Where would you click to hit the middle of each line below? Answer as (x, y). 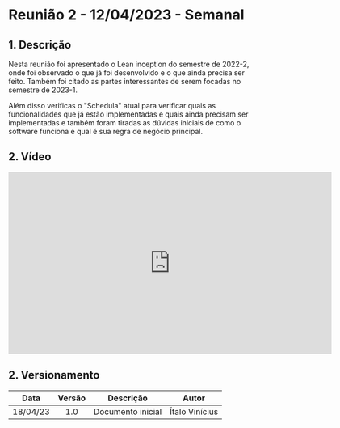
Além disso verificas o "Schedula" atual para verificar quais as (112, 106)
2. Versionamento (54, 375)
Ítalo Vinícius (194, 412)
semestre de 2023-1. (43, 90)
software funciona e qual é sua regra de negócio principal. (106, 131)
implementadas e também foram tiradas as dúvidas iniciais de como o (125, 123)
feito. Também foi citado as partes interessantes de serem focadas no (125, 81)
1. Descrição (40, 45)
